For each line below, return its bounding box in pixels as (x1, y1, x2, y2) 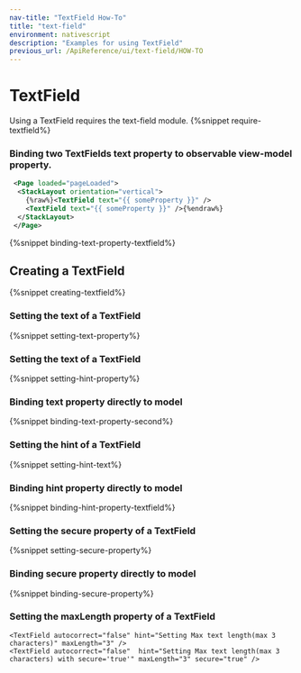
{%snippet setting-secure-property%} (9, 545, 152, 556)
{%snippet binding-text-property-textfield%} (9, 237, 176, 248)
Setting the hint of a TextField (9, 439, 141, 451)
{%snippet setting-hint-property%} (9, 373, 141, 384)
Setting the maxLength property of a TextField (9, 610, 216, 623)
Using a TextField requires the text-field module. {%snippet (9, 115, 230, 126)
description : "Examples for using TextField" (9, 38, 183, 48)
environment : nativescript (9, 30, 111, 39)
